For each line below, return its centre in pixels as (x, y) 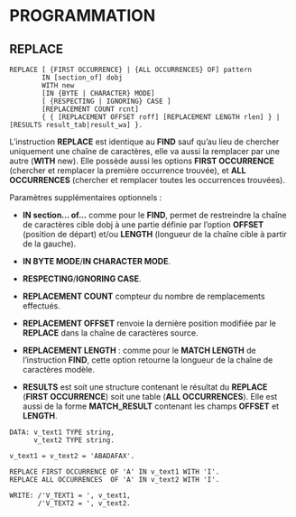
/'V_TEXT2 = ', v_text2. (84, 503)
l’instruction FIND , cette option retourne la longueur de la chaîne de (148, 360)
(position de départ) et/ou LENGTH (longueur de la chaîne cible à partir (154, 234)
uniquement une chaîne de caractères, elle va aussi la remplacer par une (144, 151)
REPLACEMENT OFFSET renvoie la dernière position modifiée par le (149, 323)
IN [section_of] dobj (83, 78)
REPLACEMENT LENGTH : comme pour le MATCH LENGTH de (139, 350)
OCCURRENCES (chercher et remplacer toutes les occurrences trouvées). (148, 180)
